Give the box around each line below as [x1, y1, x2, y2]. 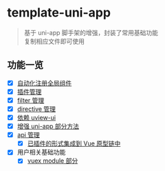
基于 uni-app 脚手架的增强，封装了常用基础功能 [23, 28, 159, 37]
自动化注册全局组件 [16, 79, 72, 87]
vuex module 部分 [27, 157, 78, 165]
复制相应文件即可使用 [23, 37, 85, 46]
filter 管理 [16, 96, 45, 104]
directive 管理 [16, 105, 56, 113]
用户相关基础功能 [16, 148, 66, 157]
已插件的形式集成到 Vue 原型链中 [27, 139, 121, 148]
